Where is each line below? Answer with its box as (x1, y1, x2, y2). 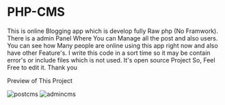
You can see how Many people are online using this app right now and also (7, 41, 219, 49)
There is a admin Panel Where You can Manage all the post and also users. (7, 34, 218, 42)
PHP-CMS (7, 4, 65, 20)
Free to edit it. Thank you (7, 63, 77, 71)
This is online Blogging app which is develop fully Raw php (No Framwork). (7, 27, 219, 35)
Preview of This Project (7, 76, 73, 84)
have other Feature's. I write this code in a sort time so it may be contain (7, 49, 211, 57)
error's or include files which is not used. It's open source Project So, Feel (7, 56, 215, 64)
